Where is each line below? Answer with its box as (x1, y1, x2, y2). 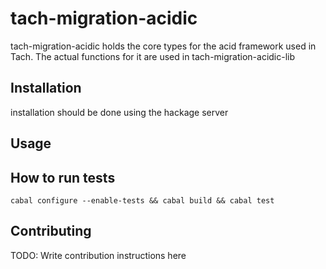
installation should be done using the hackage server (10, 106, 229, 118)
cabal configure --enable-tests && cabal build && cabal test (10, 195, 275, 206)
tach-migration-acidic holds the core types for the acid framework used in (10, 40, 317, 52)
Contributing (10, 223, 92, 240)
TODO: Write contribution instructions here (10, 249, 187, 261)
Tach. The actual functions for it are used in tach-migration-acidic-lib (10, 50, 296, 62)
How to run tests (10, 169, 116, 186)
